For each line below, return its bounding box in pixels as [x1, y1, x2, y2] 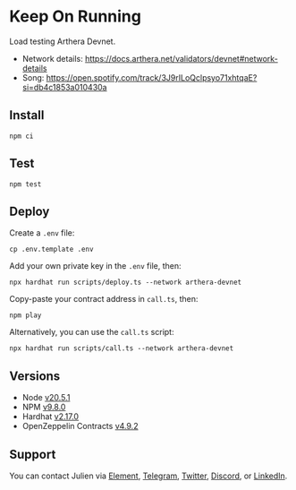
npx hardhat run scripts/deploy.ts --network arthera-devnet [9, 278, 242, 288]
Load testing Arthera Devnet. [9, 36, 116, 47]
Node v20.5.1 [21, 392, 71, 403]
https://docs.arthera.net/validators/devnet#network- [84, 53, 279, 64]
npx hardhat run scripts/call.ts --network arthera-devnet [9, 344, 234, 353]
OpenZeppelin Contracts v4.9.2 [21, 421, 139, 432]
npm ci [9, 132, 34, 141]
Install [9, 107, 45, 123]
